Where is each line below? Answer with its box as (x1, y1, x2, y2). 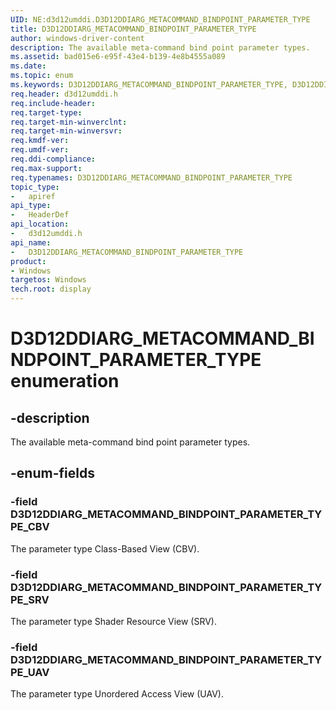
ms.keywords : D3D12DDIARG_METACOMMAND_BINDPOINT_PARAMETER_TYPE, (10, 80, 288, 90)
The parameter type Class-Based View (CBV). (10, 542, 200, 555)
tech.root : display (10, 284, 92, 295)
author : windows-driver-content (10, 33, 145, 43)
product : (10, 256, 47, 266)
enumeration (10, 370, 120, 393)
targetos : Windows (10, 275, 87, 285)
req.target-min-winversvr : (10, 126, 123, 136)
